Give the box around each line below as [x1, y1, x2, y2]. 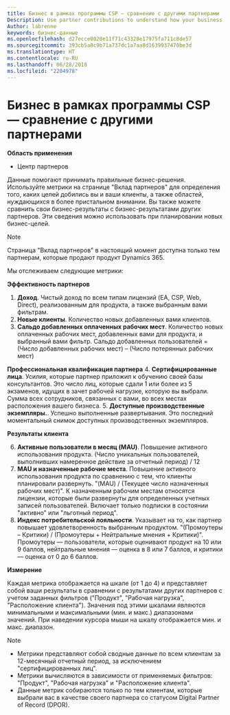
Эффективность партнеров [7, 280, 91, 289]
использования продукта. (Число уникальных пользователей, [16, 450, 200, 459]
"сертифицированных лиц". [16, 664, 97, 672]
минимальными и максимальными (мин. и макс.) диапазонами [7, 608, 194, 617]
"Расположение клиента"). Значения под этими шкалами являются [7, 601, 206, 609]
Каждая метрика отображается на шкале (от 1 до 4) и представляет [7, 579, 207, 588]
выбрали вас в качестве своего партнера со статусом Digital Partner [16, 694, 220, 702]
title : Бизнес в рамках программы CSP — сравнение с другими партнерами [7, 10, 220, 17]
